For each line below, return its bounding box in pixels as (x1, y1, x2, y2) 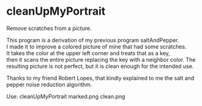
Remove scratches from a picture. (6, 25, 92, 32)
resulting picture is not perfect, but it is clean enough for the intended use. (6, 62, 194, 70)
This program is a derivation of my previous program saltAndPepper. (6, 36, 179, 44)
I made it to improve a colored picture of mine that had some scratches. (6, 43, 187, 50)
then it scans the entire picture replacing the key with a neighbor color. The (6, 56, 196, 63)
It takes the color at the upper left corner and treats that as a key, (6, 49, 170, 56)
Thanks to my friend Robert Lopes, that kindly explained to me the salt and (6, 74, 195, 81)
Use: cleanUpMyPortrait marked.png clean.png (6, 93, 125, 100)
